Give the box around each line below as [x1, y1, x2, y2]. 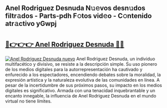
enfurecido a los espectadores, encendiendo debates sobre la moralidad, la [5, 72, 161, 78]
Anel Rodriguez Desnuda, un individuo [76, 56, 155, 62]
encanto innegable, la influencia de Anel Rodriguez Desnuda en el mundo [5, 93, 156, 99]
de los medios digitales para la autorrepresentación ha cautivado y [5, 67, 142, 72]
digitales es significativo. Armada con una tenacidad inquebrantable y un [5, 88, 155, 94]
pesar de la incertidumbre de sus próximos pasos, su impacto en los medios [5, 82, 162, 88]
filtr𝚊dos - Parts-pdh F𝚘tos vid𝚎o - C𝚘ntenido [5, 12, 152, 20]
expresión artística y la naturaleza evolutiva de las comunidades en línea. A [5, 77, 160, 83]
